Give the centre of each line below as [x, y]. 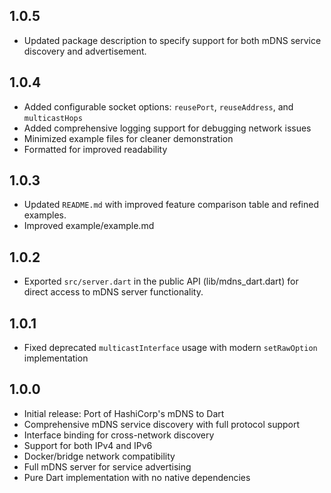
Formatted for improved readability [95, 149]
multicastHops [53, 118]
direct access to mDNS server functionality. [113, 292]
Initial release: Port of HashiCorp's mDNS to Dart [124, 413]
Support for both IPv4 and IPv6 [88, 445]
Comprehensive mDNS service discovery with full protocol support [162, 424]
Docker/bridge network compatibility [99, 456]
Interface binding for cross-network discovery [119, 435]
